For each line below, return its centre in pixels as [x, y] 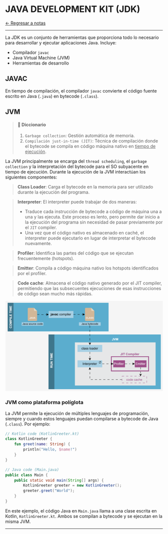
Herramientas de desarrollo [40, 63]
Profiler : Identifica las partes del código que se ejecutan [75, 253]
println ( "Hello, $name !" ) [50, 449]
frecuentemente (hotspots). [46, 258]
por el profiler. [32, 273]
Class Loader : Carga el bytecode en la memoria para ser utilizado [85, 187]
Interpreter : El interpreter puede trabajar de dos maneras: [77, 202]
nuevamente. [38, 243]
